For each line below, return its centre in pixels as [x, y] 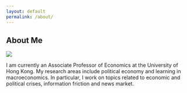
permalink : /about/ [30, 17]
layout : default [26, 11]
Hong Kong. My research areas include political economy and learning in [93, 71]
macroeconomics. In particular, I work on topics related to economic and [93, 78]
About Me [24, 40]
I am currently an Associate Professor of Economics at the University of [92, 65]
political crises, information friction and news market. [70, 84]
